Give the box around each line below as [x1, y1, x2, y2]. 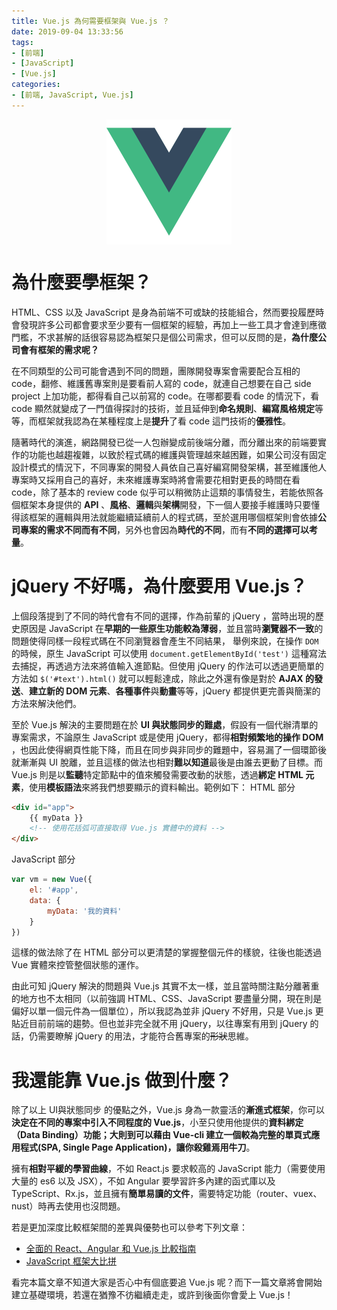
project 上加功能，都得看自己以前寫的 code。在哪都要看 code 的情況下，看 [11, 390, 320, 402]
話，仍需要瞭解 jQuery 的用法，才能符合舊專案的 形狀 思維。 [11, 1030, 254, 1042]
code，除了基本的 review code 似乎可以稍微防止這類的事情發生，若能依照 [11, 486, 316, 498]
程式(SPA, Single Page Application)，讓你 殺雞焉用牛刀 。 [19, 1141, 256, 1154]
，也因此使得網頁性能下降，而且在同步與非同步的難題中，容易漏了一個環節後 [11, 743, 327, 755]
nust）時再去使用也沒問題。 [11, 1200, 126, 1212]
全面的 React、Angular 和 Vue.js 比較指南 [25, 1243, 197, 1255]
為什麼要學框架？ [11, 271, 153, 294]
